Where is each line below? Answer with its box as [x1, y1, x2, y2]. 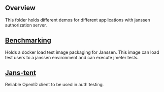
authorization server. [5, 22, 47, 28]
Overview [5, 4, 36, 12]
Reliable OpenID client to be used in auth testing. [5, 82, 104, 88]
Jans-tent [5, 69, 36, 77]
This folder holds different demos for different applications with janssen [5, 17, 150, 23]
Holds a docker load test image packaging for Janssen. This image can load [5, 49, 159, 55]
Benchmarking [5, 36, 52, 45]
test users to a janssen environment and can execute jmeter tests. [5, 54, 139, 60]
